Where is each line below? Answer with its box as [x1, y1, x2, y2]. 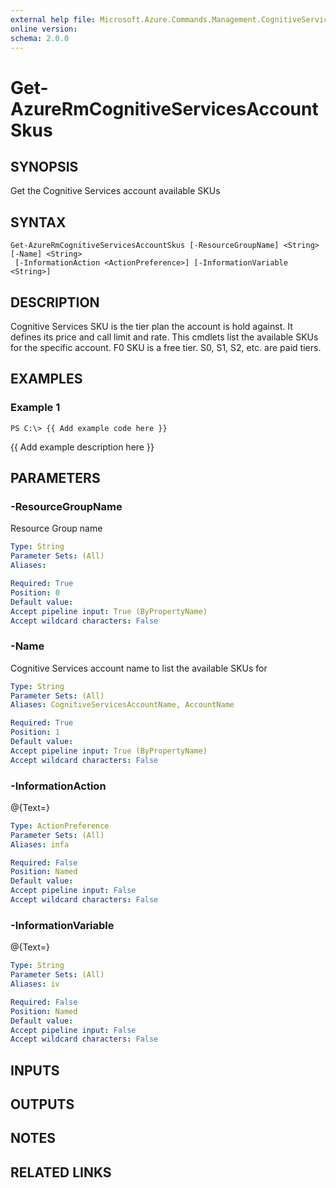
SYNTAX [10, 214, 67, 231]
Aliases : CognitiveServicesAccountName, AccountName [10, 700, 235, 710]
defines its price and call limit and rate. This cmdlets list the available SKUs [10, 331, 319, 343]
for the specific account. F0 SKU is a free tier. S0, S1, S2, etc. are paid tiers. [10, 342, 322, 353]
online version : [10, 24, 78, 34]
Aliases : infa [10, 839, 70, 850]
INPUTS [10, 1062, 60, 1079]
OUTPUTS [10, 1096, 75, 1113]
